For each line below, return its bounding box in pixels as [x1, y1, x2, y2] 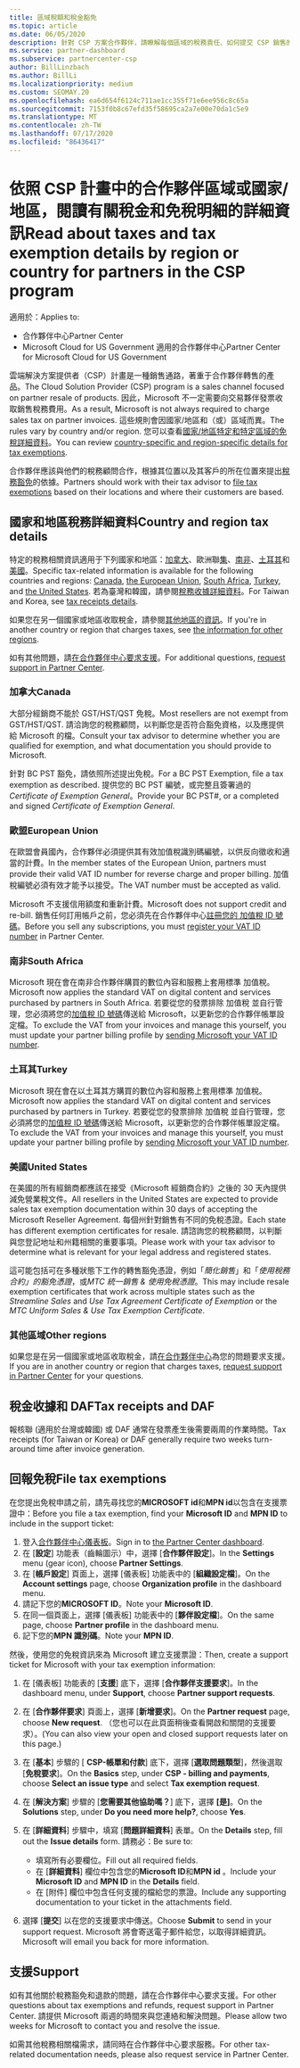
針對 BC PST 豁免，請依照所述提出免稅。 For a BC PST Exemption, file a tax [9, 768, 284, 779]
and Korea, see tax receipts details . [9, 595, 139, 607]
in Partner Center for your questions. [9, 1370, 144, 1381]
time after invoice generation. [36, 1443, 145, 1454]
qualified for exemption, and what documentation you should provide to [9, 740, 272, 750]
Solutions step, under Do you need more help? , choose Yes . [21, 1806, 247, 1816]
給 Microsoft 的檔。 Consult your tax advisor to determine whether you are [9, 730, 280, 740]
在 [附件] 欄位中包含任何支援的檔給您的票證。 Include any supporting [35, 1886, 287, 1897]
